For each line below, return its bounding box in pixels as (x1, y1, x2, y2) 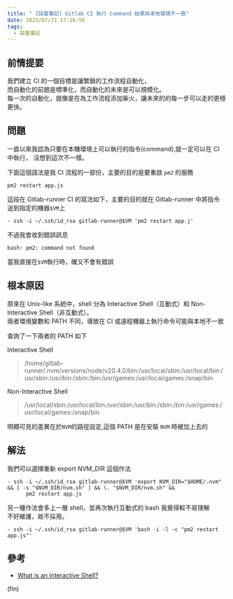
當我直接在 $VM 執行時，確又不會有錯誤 (7, 258, 114, 266)
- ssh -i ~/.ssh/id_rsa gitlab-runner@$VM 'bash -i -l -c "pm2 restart (7, 525, 218, 533)
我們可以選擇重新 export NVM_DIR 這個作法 (7, 464, 131, 473)
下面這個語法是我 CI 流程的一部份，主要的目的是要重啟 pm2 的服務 (7, 168, 194, 176)
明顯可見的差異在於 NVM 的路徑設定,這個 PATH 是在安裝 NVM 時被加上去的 (7, 422, 208, 430)
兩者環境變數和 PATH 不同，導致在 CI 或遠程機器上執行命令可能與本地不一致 (7, 317, 224, 325)
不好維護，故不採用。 (7, 512, 68, 521)
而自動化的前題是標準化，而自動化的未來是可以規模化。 (7, 85, 165, 94)
